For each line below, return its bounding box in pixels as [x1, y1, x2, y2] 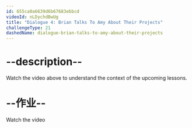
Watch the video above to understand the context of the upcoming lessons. [6, 74, 188, 81]
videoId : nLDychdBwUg [6, 14, 59, 20]
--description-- [6, 55, 83, 69]
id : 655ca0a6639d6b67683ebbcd [6, 8, 80, 15]
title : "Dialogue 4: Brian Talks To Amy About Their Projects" [6, 19, 163, 25]
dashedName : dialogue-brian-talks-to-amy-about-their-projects [6, 30, 163, 36]
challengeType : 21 [6, 24, 51, 31]
